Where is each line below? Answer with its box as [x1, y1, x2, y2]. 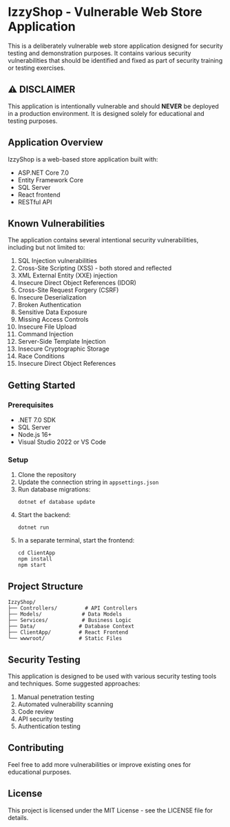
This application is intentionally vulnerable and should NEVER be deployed [8, 101, 219, 110]
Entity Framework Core [17, 175, 83, 184]
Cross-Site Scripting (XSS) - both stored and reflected [17, 264, 172, 273]
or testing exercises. [8, 64, 66, 72]
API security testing [17, 714, 74, 723]
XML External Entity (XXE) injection [17, 271, 118, 280]
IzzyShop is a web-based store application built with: [8, 155, 158, 163]
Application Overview [8, 137, 103, 148]
